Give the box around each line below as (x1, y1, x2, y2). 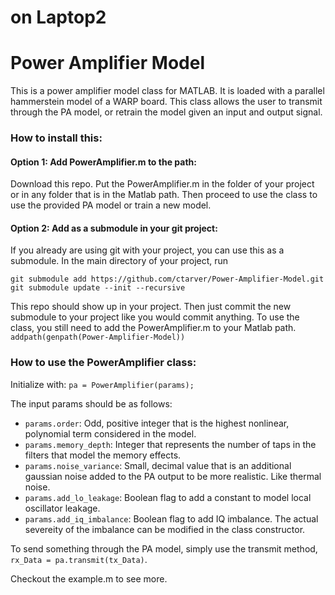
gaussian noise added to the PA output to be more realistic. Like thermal (24, 470, 322, 482)
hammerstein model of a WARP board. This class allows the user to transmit (10, 96, 323, 108)
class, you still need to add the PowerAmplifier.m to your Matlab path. (10, 322, 297, 334)
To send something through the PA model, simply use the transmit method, (10, 542, 318, 555)
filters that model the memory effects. (24, 449, 182, 461)
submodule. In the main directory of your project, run (10, 255, 229, 267)
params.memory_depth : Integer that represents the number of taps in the (24, 438, 317, 450)
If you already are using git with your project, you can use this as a (10, 244, 285, 256)
